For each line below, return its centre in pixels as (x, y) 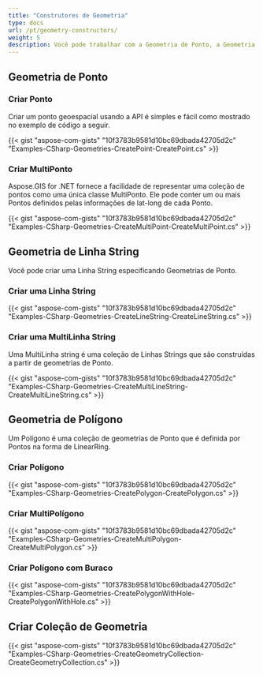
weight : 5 (24, 37)
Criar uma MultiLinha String (62, 337)
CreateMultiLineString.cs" (50, 395)
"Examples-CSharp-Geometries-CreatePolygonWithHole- (102, 594)
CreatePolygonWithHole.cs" (54, 602)
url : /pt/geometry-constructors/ (63, 30)
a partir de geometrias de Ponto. (61, 362)
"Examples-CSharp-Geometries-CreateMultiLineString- (98, 386)
